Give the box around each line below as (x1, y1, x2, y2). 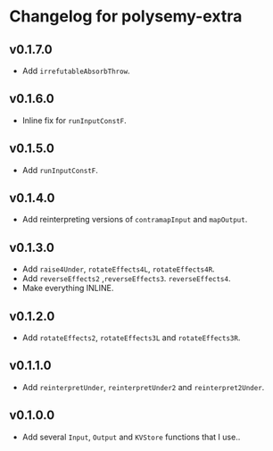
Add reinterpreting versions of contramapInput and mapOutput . (21, 214, 248, 225)
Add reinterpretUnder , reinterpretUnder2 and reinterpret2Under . (21, 381, 265, 392)
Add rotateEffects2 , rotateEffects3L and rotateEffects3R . (21, 332, 241, 343)
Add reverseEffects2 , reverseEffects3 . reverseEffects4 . (21, 273, 231, 284)
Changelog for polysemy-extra (9, 6, 243, 27)
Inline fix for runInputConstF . (21, 114, 127, 126)
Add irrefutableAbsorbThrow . (21, 65, 131, 76)
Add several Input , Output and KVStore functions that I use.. (21, 431, 241, 442)
